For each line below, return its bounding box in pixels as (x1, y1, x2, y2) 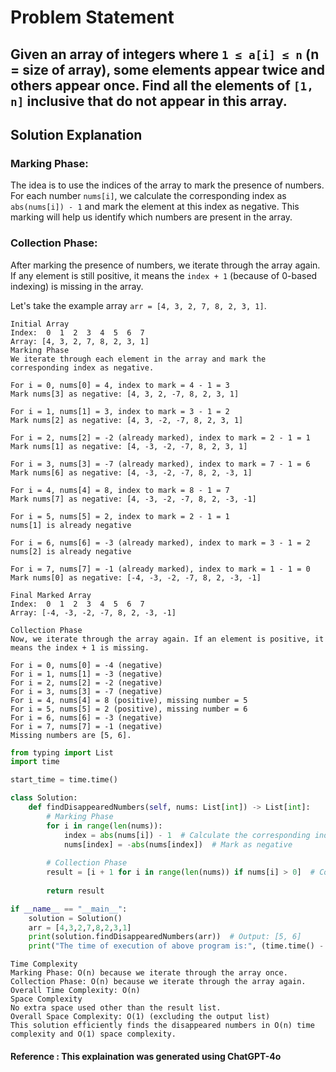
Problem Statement (10, 6, 175, 29)
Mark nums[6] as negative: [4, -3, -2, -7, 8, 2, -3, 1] (10, 467, 253, 478)
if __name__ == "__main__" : (10, 904, 128, 914)
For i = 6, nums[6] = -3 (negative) (10, 712, 163, 723)
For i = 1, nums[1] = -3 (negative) (10, 669, 163, 679)
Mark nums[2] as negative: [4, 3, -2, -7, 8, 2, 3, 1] (10, 415, 244, 425)
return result (46, 886, 105, 896)
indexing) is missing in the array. (10, 280, 144, 292)
